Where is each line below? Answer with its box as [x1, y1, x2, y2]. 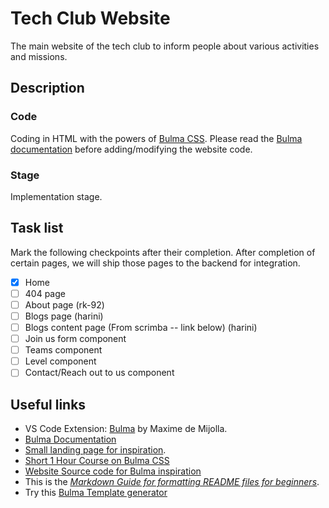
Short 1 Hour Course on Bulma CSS [24, 455, 170, 467]
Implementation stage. [10, 190, 103, 202]
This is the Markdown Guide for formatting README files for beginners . [24, 476, 320, 488]
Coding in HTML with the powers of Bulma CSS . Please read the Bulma [10, 132, 303, 144]
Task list [10, 220, 64, 237]
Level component [24, 355, 97, 367]
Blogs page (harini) [24, 310, 104, 322]
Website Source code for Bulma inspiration [24, 465, 202, 477]
